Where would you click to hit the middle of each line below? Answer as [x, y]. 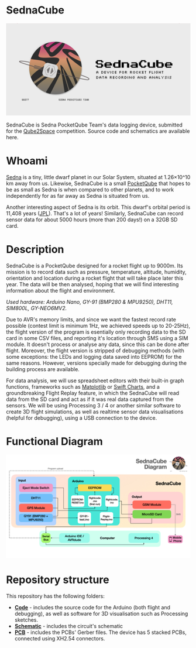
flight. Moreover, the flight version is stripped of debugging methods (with [95, 350]
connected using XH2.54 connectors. [60, 639]
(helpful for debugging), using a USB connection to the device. [82, 418]
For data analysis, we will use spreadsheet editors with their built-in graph [95, 380]
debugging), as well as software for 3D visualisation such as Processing [101, 614]
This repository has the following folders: [56, 596]
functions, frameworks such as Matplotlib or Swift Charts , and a [83, 386]
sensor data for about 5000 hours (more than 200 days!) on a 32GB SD [92, 220]
